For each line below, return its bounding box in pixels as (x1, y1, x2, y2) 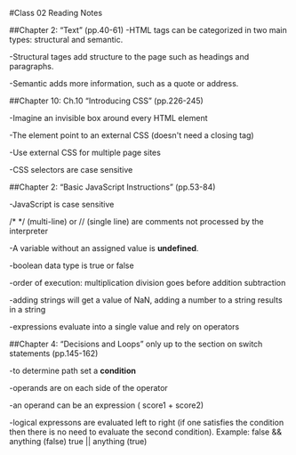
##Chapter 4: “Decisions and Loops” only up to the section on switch (9, 338, 263, 349)
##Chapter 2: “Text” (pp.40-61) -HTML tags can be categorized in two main (9, 25, 287, 35)
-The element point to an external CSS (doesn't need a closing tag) (9, 130, 255, 141)
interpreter (9, 226, 49, 236)
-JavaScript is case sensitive (9, 199, 115, 209)
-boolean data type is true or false (9, 260, 135, 271)
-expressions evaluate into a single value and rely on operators (9, 321, 240, 332)
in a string (9, 305, 46, 314)
